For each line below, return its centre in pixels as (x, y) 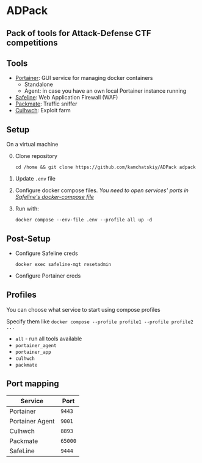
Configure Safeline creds (46, 253)
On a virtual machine (32, 145)
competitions (32, 42)
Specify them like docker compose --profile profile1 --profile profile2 (100, 321)
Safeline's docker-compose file (55, 197)
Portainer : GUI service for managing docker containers (84, 78)
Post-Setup (28, 239)
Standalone (39, 84)
